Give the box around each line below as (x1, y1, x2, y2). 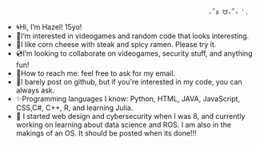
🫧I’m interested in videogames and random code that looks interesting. (15, 31, 250, 41)
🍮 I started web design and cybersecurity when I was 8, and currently (15, 112, 246, 120)
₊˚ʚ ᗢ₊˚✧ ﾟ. (208, 8, 250, 16)
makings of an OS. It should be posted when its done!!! (15, 128, 198, 138)
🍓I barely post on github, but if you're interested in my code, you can (15, 77, 242, 86)
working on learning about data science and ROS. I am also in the (15, 120, 232, 129)
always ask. (15, 85, 55, 95)
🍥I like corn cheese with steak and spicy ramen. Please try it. (15, 40, 217, 49)
